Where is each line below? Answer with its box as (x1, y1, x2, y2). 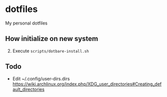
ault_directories (12, 86, 45, 92)
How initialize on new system (5, 34, 98, 43)
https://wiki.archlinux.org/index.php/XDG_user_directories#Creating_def (12, 81, 162, 87)
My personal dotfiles (5, 20, 48, 26)
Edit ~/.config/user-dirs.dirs (12, 75, 70, 81)
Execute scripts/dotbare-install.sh (12, 47, 89, 53)
